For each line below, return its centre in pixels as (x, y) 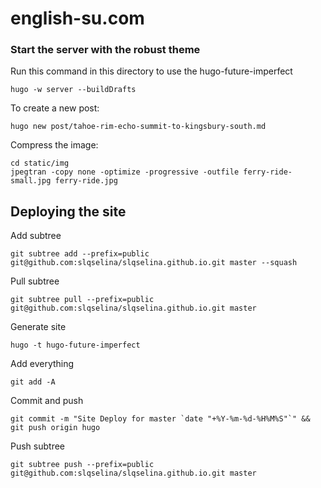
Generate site (38, 327)
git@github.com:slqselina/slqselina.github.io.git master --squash (154, 263)
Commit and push (47, 401)
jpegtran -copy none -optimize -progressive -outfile (125, 172)
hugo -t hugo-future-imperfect (75, 345)
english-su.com (77, 18)
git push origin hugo (55, 428)
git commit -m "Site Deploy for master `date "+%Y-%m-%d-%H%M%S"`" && (160, 419)
